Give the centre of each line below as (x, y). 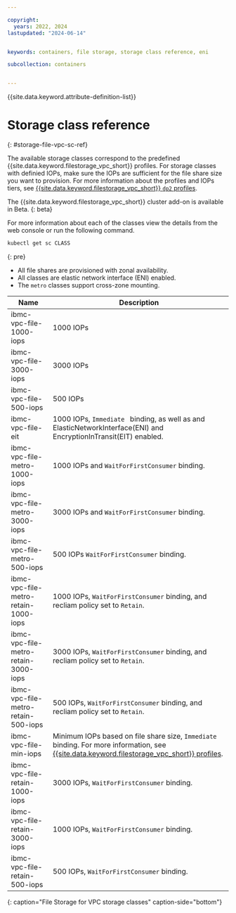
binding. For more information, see (109, 744)
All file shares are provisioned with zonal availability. (93, 270)
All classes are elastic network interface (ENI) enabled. (97, 278)
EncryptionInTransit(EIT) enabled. (108, 436)
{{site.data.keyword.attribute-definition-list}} (72, 97)
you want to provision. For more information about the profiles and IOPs (111, 181)
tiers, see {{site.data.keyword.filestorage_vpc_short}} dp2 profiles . (103, 188)
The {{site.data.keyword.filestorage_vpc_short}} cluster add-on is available (116, 202)
